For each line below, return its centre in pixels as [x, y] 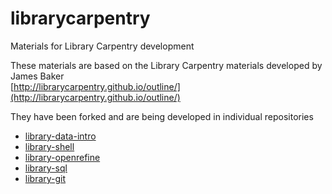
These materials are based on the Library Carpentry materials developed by [166, 65]
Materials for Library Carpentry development [102, 46]
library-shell [49, 146]
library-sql [46, 168]
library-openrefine [62, 157]
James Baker [37, 76]
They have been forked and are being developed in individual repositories [162, 116]
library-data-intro [60, 136]
